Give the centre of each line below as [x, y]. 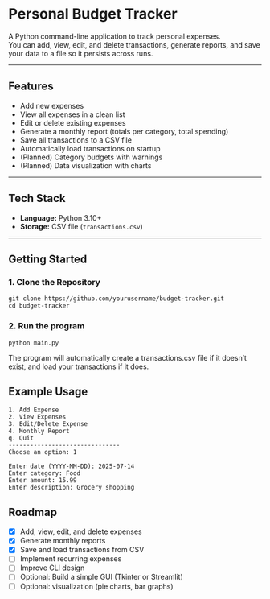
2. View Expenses [37, 417]
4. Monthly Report [39, 432]
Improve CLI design [52, 568]
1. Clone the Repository [54, 282]
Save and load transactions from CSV [82, 550]
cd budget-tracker [39, 306]
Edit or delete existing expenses [73, 122]
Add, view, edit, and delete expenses [81, 531]
